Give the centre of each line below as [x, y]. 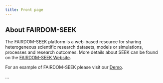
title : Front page [24, 10]
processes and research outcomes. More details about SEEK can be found [81, 52]
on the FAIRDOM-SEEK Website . [38, 58]
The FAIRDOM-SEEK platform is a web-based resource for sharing [73, 42]
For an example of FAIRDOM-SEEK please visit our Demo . [64, 67]
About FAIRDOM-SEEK [41, 30]
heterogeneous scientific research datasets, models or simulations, [74, 47]
